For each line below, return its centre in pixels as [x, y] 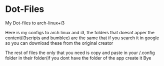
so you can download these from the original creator [59, 43]
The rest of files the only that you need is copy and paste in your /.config [80, 53]
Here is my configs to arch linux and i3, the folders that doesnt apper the [80, 32]
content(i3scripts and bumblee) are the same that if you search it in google [82, 38]
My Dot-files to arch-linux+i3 [35, 23]
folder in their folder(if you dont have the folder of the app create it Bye [78, 58]
